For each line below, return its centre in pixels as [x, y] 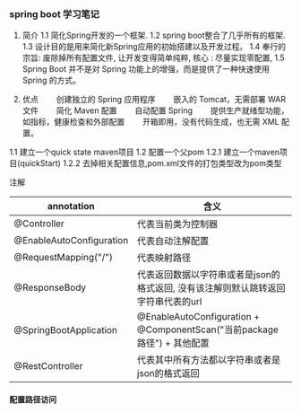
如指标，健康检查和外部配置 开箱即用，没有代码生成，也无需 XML [150, 122]
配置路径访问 [33, 399]
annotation [71, 206]
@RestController [48, 366]
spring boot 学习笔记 [55, 13]
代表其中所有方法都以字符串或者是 [209, 360]
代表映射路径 [164, 258]
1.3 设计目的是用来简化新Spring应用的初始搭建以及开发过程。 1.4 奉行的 [154, 47]
